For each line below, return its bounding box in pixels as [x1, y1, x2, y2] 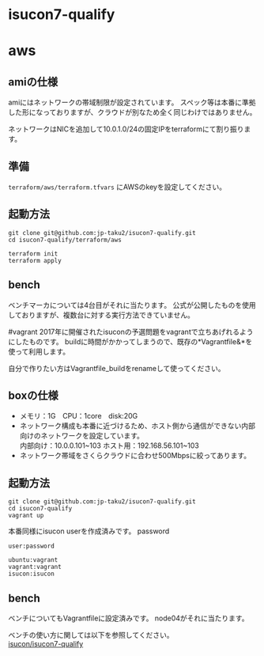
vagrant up [8, 512, 44, 520]
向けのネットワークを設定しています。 [19, 431, 144, 441]
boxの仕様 [8, 389, 58, 403]
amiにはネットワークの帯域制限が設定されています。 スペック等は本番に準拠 [8, 97, 256, 108]
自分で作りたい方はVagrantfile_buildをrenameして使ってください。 [8, 363, 225, 373]
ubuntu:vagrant [8, 556, 58, 564]
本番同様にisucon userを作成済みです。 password [8, 526, 170, 536]
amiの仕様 [8, 75, 58, 89]
